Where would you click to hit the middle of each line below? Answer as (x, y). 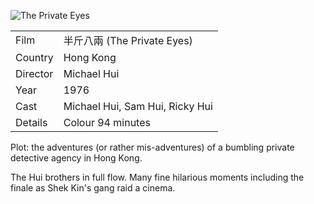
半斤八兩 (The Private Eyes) (128, 40)
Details (31, 122)
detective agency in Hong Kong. (76, 158)
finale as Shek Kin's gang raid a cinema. (93, 188)
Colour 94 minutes (107, 122)
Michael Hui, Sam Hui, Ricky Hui (138, 106)
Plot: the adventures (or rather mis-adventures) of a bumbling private (152, 147)
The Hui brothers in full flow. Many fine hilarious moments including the (157, 177)
